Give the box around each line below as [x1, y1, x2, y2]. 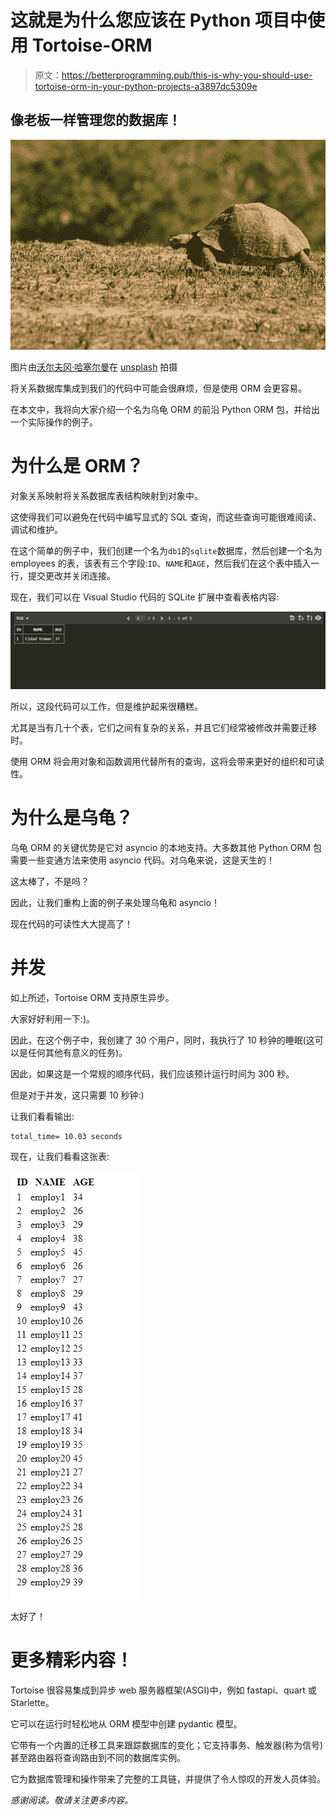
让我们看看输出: [10, 1110, 75, 1122]
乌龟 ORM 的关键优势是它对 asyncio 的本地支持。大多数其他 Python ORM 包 [10, 841, 322, 853]
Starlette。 [10, 1696, 55, 1708]
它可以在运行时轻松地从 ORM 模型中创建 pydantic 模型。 [10, 1717, 243, 1730]
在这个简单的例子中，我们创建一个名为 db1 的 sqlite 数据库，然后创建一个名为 [10, 544, 323, 556]
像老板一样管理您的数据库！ [10, 112, 182, 129]
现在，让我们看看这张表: [10, 1150, 110, 1162]
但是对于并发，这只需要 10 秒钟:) [10, 1089, 145, 1101]
